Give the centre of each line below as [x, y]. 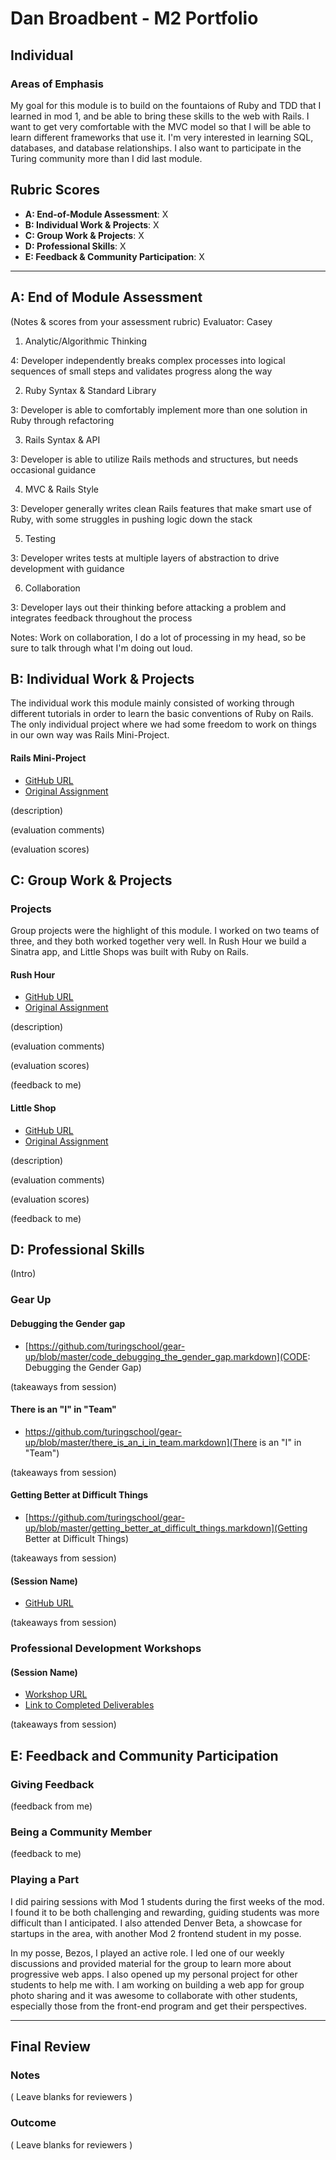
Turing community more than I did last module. [106, 158]
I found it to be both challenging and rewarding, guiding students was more [165, 1912]
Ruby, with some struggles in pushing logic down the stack [131, 519]
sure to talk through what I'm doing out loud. [101, 648]
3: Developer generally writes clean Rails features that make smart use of [161, 508]
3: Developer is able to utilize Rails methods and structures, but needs [154, 459]
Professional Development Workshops [106, 1649]
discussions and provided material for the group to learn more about [151, 1963]
